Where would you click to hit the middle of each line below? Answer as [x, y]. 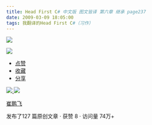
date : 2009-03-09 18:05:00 [40, 17]
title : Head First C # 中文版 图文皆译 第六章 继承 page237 [76, 12]
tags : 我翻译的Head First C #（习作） [50, 23]
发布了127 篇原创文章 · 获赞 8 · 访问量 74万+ [60, 116]
